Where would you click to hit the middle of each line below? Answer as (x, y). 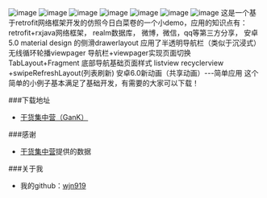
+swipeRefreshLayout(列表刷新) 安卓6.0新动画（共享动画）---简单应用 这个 (133, 73)
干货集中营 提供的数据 (55, 151)
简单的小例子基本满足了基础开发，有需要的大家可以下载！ (104, 83)
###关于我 (26, 169)
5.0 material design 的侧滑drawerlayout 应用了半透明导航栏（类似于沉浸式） (134, 43)
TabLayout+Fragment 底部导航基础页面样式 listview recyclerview (116, 63)
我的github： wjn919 (53, 186)
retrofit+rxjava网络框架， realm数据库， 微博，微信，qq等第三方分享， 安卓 (133, 33)
